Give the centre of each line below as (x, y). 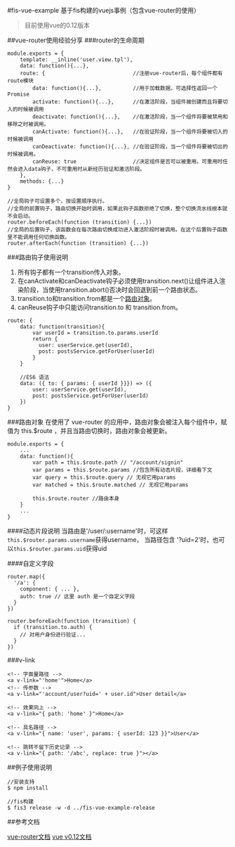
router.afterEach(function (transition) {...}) (78, 243)
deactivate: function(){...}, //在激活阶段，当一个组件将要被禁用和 (130, 117)
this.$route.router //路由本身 (76, 498)
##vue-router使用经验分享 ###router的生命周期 (76, 40)
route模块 (20, 81)
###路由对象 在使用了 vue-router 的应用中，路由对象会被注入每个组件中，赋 (117, 422)
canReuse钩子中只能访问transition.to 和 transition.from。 (100, 307)
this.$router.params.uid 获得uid (60, 548)
